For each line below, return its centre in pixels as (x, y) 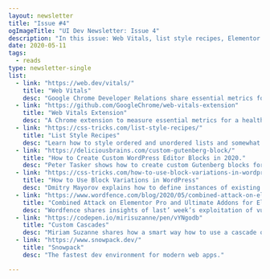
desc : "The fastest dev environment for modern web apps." (124, 255)
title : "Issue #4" (39, 23)
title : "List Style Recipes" (72, 135)
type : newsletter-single (50, 68)
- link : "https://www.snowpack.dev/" (79, 240)
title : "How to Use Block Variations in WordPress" (111, 181)
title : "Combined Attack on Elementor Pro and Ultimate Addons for (138, 203)
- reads (29, 61)
